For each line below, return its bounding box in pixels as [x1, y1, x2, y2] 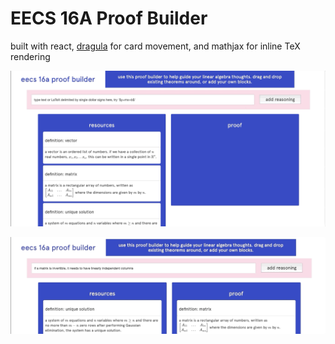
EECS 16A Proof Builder [10, 7, 208, 30]
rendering [10, 50, 51, 62]
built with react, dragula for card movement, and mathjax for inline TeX [10, 40, 301, 52]
